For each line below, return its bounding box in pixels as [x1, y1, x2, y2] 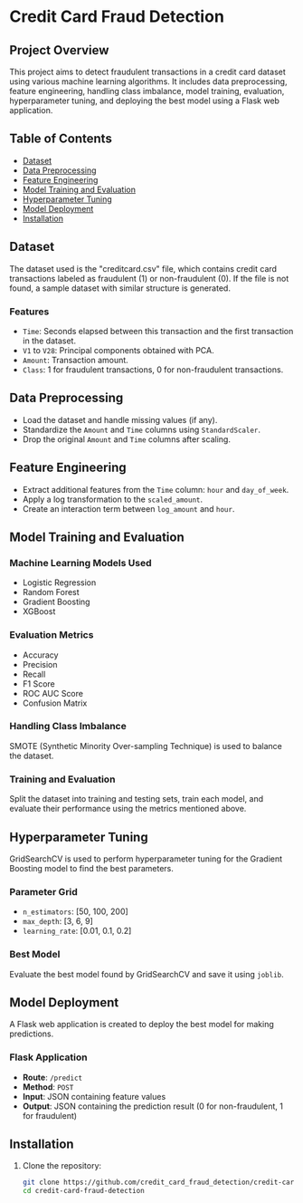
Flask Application [9, 1051, 88, 1063]
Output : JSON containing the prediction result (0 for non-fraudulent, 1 [22, 1101, 283, 1112]
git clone [22, 1178, 61, 1188]
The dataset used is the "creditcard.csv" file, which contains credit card [9, 263, 278, 274]
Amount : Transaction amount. [22, 354, 128, 365]
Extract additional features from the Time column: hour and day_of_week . [22, 484, 289, 495]
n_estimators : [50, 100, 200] [22, 906, 128, 917]
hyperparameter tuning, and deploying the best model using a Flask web [9, 95, 280, 106]
